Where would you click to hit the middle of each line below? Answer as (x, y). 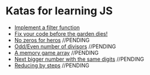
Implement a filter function (47, 27)
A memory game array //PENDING (56, 52)
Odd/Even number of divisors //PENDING (65, 46)
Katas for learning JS (59, 11)
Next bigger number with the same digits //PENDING (79, 59)
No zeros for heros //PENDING (52, 40)
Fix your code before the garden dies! (61, 33)
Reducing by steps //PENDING (52, 65)
